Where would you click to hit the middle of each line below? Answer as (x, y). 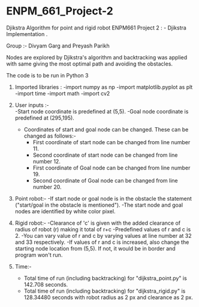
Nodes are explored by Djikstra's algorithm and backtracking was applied (97, 57)
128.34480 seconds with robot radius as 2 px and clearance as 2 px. (108, 297)
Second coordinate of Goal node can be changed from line (105, 180)
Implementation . (27, 34)
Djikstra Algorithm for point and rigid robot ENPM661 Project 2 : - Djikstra (97, 28)
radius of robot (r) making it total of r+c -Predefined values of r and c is (103, 229)
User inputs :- (32, 105)
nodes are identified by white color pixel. (65, 211)
